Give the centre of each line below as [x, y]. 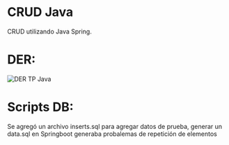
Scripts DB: [41, 107]
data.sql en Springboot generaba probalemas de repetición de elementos [112, 134]
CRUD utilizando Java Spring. [49, 31]
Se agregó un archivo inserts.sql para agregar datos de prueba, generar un [115, 126]
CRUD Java [40, 12]
